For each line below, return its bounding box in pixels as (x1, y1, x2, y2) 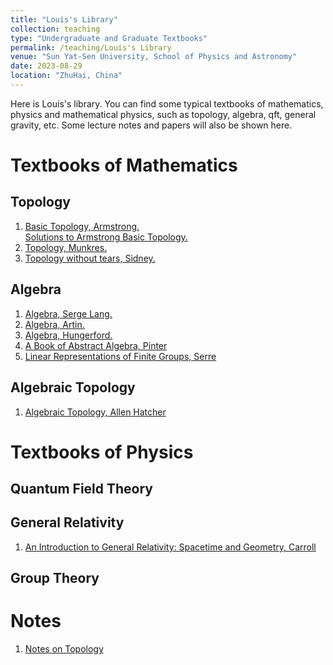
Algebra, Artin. (24, 318, 85, 330)
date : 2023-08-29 (10, 61, 83, 71)
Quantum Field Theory (10, 481, 153, 498)
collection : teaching (10, 24, 101, 34)
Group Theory (10, 570, 100, 587)
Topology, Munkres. (24, 241, 108, 253)
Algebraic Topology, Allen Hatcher (24, 406, 167, 418)
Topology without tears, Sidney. (24, 252, 156, 264)
